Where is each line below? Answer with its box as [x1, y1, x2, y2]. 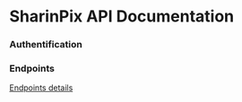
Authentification [9, 38, 82, 51]
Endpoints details [9, 82, 73, 93]
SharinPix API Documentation [9, 6, 235, 27]
